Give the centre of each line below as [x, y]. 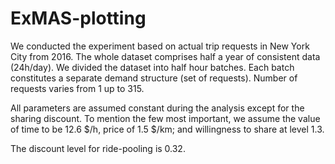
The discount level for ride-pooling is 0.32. [98, 148]
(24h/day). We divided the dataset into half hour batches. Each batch [152, 67]
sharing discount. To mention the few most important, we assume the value [165, 118]
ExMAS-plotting [78, 18]
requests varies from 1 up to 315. [77, 88]
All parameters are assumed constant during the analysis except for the [157, 108]
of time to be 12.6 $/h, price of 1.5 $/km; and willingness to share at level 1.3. [167, 129]
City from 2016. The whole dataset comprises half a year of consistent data [165, 56]
